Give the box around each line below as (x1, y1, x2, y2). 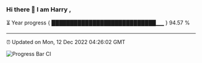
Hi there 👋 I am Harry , (6, 5, 72, 14)
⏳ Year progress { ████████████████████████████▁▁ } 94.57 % (6, 19, 191, 26)
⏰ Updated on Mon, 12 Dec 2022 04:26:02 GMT (6, 39, 126, 46)
